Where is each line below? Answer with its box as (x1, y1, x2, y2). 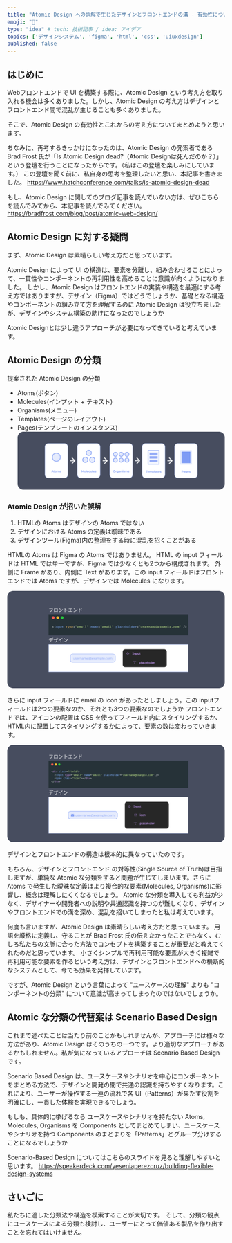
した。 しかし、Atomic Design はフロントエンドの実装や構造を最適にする (7, 282, 215, 291)
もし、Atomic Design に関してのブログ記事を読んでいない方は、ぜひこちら (7, 192, 220, 201)
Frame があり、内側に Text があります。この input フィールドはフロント (20, 568, 224, 576)
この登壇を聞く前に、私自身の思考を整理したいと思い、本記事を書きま (23, 170, 223, 178)
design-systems (7, 1170, 53, 1178)
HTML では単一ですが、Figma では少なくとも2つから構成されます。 (20, 559, 214, 568)
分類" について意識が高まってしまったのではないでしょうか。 (49, 989, 222, 997)
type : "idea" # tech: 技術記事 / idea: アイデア (7, 26, 142, 33)
